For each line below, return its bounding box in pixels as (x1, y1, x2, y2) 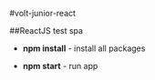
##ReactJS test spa (9, 25, 84, 35)
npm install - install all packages (22, 43, 146, 54)
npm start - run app (22, 61, 98, 71)
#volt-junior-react (9, 8, 76, 18)
